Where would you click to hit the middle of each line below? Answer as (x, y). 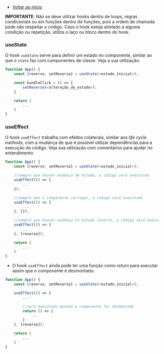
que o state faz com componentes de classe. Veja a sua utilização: (72, 61)
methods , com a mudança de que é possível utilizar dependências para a (79, 143)
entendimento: (20, 153)
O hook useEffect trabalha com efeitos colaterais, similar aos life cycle (76, 137)
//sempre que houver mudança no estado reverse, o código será (80, 220)
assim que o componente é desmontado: (53, 271)
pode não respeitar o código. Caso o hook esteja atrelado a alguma (73, 27)
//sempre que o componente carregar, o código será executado (78, 198)
